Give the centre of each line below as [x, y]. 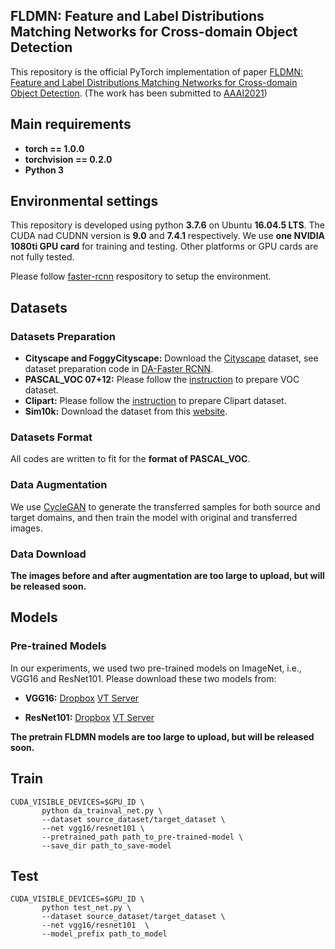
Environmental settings [84, 201]
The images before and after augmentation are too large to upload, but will [167, 576]
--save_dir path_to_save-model [106, 845]
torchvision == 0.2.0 [68, 159]
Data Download [48, 554]
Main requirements [71, 124]
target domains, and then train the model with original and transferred [154, 517]
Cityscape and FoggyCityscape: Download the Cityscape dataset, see [171, 358]
